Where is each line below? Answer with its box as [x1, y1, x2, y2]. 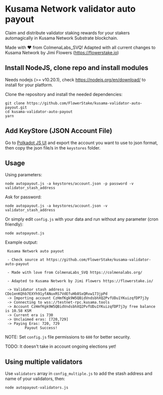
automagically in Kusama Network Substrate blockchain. [5, 35, 118, 41]
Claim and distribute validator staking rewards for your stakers [5, 30, 130, 36]
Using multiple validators [5, 357, 83, 366]
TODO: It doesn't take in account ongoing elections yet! [5, 343, 116, 349]
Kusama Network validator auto [5, 3, 136, 15]
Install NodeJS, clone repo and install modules [5, 64, 148, 72]
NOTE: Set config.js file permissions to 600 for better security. [5, 334, 131, 340]
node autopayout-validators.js [5, 385, 69, 390]
